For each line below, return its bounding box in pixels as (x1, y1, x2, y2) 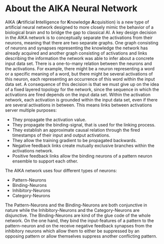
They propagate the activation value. (12, 117, 87, 122)
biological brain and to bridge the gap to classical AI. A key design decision (5, 29, 157, 35)
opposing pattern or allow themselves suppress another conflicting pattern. (5, 233, 158, 239)
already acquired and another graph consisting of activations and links (5, 50, 147, 56)
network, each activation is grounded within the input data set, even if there (5, 97, 158, 102)
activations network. (12, 147, 54, 154)
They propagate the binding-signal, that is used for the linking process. (12, 122, 156, 127)
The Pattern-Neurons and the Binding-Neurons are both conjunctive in (5, 202, 148, 208)
